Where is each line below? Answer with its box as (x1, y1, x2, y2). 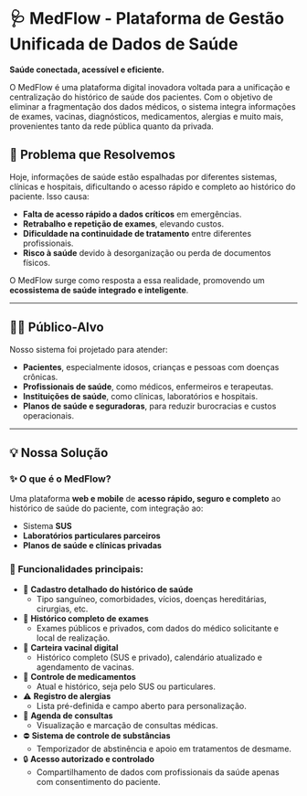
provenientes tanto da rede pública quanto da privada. (9, 121, 215, 132)
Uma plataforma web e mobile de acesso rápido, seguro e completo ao (9, 494, 281, 504)
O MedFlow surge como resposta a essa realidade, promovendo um (9, 274, 265, 285)
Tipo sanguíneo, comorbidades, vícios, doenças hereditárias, (36, 593, 267, 604)
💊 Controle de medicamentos (22, 671, 137, 682)
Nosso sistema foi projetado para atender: (9, 344, 168, 355)
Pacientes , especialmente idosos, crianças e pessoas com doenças (22, 361, 280, 372)
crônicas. (22, 371, 58, 382)
